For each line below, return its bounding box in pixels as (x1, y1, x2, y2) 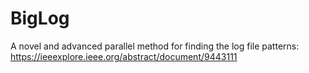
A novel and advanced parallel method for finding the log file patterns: (10, 40, 300, 52)
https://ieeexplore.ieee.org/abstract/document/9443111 (10, 50, 238, 62)
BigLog (10, 7, 70, 30)
